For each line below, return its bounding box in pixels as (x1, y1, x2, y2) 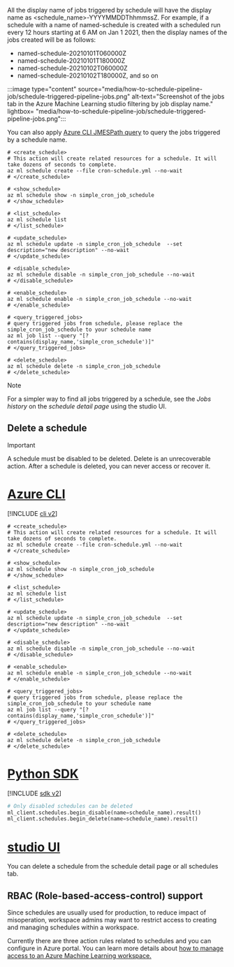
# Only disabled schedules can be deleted (7, 802, 133, 809)
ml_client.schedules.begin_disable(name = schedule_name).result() (7, 809, 201, 816)
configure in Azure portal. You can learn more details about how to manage (7, 944, 224, 952)
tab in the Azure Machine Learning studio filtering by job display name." (7, 100, 214, 108)
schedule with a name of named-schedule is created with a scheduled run (7, 21, 221, 29)
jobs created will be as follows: (7, 36, 96, 44)
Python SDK (7, 766, 79, 781)
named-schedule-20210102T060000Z (17, 64, 128, 72)
